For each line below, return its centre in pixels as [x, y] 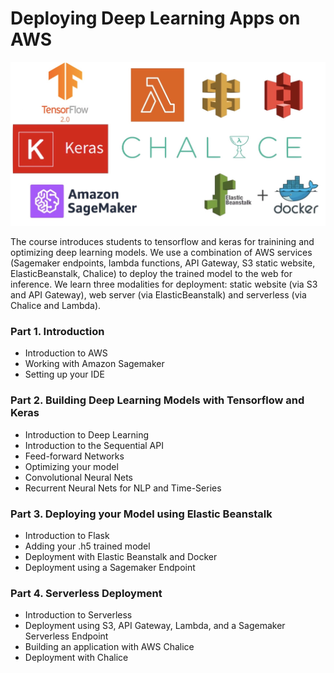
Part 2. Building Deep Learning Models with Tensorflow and [157, 400]
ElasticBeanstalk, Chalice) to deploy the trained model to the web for [151, 274]
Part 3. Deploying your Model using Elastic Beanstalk [141, 514]
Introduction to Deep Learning [87, 434]
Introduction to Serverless [78, 615]
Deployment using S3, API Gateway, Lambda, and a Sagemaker [155, 626]
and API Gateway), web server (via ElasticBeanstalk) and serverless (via [158, 295]
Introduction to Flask [67, 535]
